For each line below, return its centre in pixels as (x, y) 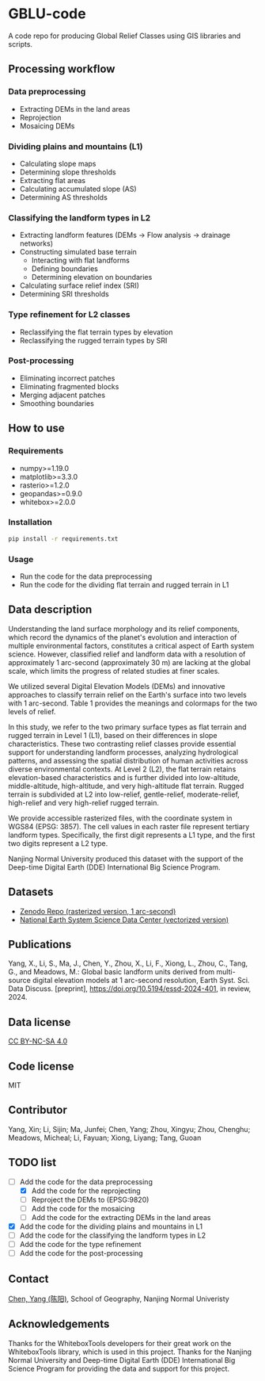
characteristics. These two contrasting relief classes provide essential (122, 744)
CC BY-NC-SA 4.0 (38, 1041)
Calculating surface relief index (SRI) (79, 285)
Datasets (31, 892)
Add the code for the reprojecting (86, 1191)
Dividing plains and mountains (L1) (76, 146)
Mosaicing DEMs (47, 126)
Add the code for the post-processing (81, 1253)
